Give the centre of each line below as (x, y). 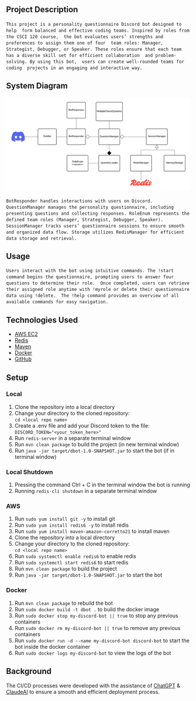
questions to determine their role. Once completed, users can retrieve (98, 283)
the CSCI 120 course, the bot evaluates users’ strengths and (85, 37)
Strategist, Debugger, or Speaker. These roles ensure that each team (94, 49)
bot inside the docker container (52, 646)
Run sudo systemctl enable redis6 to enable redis (75, 556)
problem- (166, 55)
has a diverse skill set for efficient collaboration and (80, 55)
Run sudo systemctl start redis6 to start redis (71, 563)
